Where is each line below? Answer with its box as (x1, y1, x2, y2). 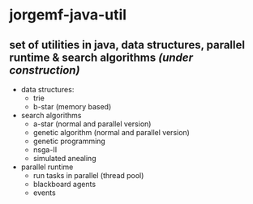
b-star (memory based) (32, 102, 112, 111)
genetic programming (32, 136, 106, 146)
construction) (9, 63, 80, 77)
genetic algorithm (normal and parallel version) (32, 128, 190, 137)
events (32, 188, 56, 198)
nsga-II (32, 145, 58, 155)
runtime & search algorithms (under (9, 50, 194, 64)
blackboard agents (32, 180, 96, 189)
